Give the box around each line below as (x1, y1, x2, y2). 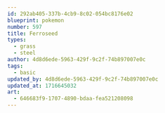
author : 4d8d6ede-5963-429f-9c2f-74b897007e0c (7, 56, 146, 63)
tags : (7, 62, 23, 69)
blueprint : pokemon (7, 17, 65, 24)
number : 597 (7, 23, 42, 30)
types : (7, 36, 27, 44)
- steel (13, 50, 37, 57)
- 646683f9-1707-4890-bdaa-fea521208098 (13, 95, 133, 102)
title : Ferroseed (7, 29, 58, 37)
